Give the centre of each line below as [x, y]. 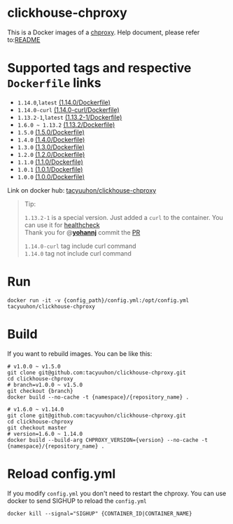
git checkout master [37, 428]
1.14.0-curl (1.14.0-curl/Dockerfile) [69, 109]
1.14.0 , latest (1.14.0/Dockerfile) [64, 102]
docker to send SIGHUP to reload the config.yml [77, 501]
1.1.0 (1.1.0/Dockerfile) [50, 162]
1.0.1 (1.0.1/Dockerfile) [50, 169]
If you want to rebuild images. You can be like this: [80, 353]
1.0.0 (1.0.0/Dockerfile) [51, 177]
